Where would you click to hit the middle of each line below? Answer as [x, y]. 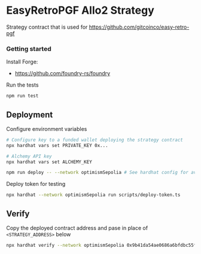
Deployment [30, 114]
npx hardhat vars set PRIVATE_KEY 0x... [57, 145]
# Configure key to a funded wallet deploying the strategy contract [95, 140]
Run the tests [22, 85]
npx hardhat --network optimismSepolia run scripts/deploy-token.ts [93, 195]
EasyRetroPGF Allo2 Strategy [80, 10]
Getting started [29, 48]
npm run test [22, 96]
